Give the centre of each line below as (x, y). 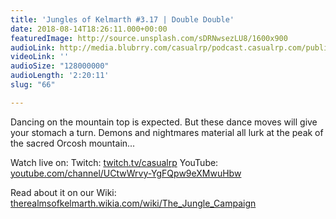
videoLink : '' (40, 57)
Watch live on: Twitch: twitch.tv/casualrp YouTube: (114, 162)
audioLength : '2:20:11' (60, 76)
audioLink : (33, 47)
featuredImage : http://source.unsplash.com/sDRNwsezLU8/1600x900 (149, 38)
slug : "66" (33, 85)
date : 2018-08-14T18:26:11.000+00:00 (89, 29)
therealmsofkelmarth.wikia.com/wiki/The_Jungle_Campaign (133, 203)
